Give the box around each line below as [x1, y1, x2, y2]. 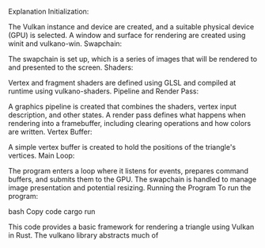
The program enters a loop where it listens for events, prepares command [8, 166, 249, 175]
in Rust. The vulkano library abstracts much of [8, 231, 159, 240]
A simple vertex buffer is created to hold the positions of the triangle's [8, 143, 236, 151]
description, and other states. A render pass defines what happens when [8, 110, 246, 120]
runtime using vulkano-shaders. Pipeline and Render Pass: [8, 86, 199, 96]
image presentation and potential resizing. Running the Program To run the [8, 183, 252, 193]
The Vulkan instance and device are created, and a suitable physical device [8, 22, 255, 31]
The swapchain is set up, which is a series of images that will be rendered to [8, 55, 258, 63]
